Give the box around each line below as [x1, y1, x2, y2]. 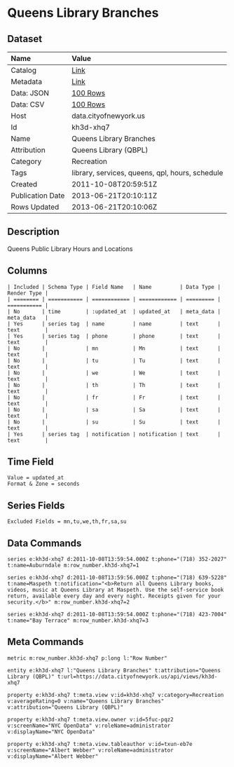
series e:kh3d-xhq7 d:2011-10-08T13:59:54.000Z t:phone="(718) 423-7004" [7, 611, 228, 618]
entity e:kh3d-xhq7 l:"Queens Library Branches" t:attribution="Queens [7, 667, 221, 674]
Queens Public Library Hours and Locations [7, 244, 133, 253]
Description [7, 226, 60, 238]
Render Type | [7, 290, 49, 297]
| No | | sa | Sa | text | [7, 406, 221, 413]
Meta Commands [7, 636, 84, 648]
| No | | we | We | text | [7, 369, 221, 376]
